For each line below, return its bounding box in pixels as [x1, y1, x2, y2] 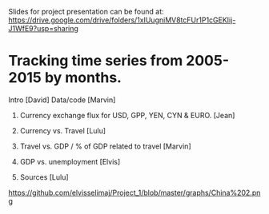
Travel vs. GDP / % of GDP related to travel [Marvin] [19, 141, 191, 151]
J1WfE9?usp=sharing [8, 24, 78, 33]
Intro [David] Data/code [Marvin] [8, 95, 116, 105]
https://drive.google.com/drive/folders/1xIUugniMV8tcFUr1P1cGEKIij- [8, 15, 236, 25]
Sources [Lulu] [19, 172, 70, 182]
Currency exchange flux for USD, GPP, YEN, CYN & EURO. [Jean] [19, 110, 235, 120]
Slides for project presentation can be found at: [8, 7, 164, 16]
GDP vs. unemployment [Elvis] [19, 157, 121, 166]
